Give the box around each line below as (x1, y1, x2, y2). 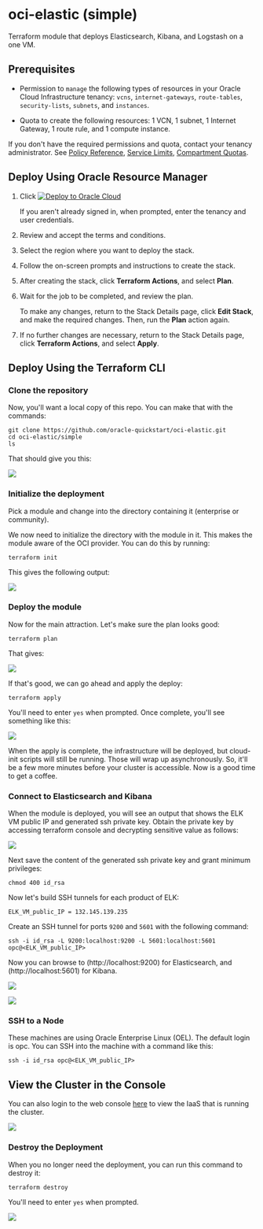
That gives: (8, 648, 45, 658)
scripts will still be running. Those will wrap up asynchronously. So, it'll (19, 754, 248, 764)
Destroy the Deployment (8, 1142, 104, 1153)
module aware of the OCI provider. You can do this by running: (8, 538, 210, 548)
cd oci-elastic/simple (8, 433, 82, 442)
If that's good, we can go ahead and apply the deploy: (8, 679, 183, 688)
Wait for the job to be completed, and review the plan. (19, 291, 194, 301)
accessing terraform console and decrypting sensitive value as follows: (8, 825, 239, 835)
